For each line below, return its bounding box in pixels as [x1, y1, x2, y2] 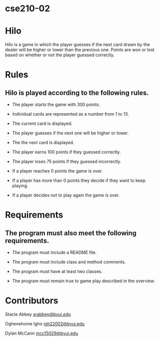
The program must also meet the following [5, 229, 137, 237]
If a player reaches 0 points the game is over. [12, 168, 103, 174]
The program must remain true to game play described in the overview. [12, 278, 155, 284]
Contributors [5, 295, 59, 306]
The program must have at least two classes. [12, 268, 102, 274]
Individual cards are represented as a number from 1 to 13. [12, 111, 129, 117]
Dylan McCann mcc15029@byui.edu [5, 330, 78, 336]
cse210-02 [5, 3, 50, 14]
